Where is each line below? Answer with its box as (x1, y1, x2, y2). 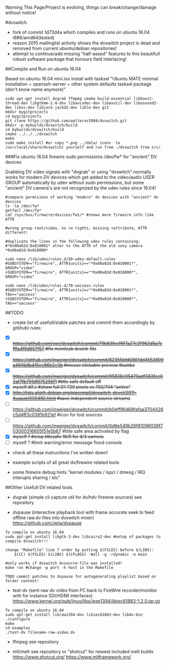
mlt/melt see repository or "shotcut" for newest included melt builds (12, 648, 154, 654)
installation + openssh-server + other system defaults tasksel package (5, 81, 152, 87)
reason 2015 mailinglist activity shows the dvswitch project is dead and (12, 40, 160, 46)
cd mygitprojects (5, 114, 42, 119)
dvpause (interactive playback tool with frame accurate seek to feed (12, 509, 154, 515)
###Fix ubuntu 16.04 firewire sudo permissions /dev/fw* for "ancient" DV (5, 154, 157, 160)
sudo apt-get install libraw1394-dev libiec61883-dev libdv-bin (5, 612, 143, 617)
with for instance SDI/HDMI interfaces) (12, 592, 93, 598)
